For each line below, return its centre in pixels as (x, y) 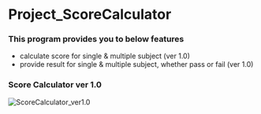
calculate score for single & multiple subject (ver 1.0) (105, 56)
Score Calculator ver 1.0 (55, 85)
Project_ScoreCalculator (90, 15)
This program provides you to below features (96, 39)
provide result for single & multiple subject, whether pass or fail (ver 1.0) (136, 64)
